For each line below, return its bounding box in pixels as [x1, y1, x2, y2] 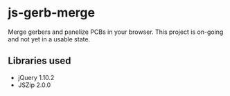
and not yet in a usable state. [8, 35, 91, 43]
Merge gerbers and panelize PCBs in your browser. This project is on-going [8, 28, 224, 36]
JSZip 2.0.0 [17, 81, 51, 89]
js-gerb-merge [8, 5, 96, 21]
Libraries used [8, 55, 71, 67]
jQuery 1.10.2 [17, 73, 55, 81]
